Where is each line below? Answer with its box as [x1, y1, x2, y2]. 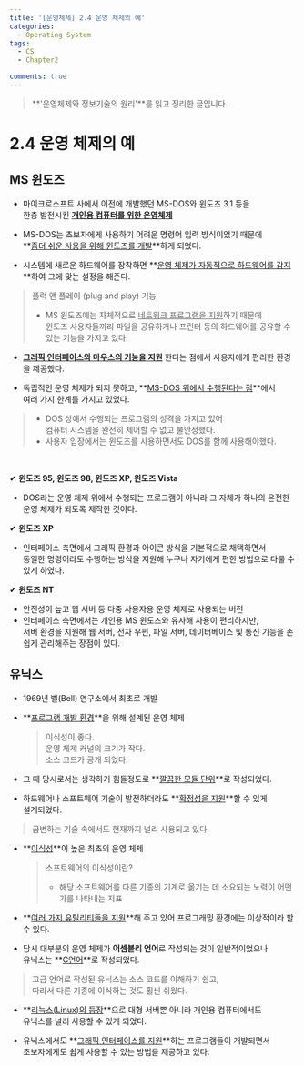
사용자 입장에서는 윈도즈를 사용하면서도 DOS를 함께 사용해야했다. [45, 436, 277, 447]
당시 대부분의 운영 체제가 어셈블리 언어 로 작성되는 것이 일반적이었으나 [22, 942, 269, 953]
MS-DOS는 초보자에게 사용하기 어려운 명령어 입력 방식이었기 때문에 [22, 228, 263, 239]
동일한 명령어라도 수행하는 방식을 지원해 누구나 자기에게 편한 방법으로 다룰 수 [22, 553, 296, 564]
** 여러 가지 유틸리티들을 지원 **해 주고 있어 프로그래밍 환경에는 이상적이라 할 [22, 911, 294, 923]
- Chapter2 [17, 55, 59, 65]
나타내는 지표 [76, 892, 123, 903]
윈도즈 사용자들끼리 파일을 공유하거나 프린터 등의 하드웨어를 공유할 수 [45, 320, 291, 332]
